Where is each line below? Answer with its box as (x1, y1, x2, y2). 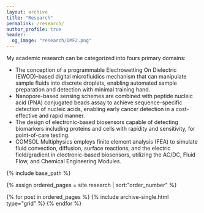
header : (6, 32, 26, 38)
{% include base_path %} (6, 169, 71, 177)
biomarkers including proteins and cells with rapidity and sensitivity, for (15, 125, 195, 132)
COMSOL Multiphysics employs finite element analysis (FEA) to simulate (15, 138, 198, 145)
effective (15, 112, 38, 119)
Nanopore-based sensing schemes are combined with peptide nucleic (15, 93, 193, 99)
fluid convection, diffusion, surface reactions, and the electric (15, 145, 171, 152)
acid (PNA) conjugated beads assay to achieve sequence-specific (15, 99, 183, 106)
